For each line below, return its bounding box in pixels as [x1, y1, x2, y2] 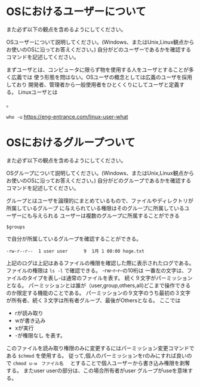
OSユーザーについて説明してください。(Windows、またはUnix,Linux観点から [6, 38, 195, 45]
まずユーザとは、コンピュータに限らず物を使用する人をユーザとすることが [6, 66, 189, 73]
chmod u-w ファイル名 [13, 360, 64, 367]
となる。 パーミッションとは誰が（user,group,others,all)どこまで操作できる [6, 281, 191, 289]
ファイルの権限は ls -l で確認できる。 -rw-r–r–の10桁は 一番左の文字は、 [6, 266, 187, 274]
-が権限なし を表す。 [14, 331, 66, 339]
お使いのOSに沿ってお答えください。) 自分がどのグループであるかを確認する [6, 177, 192, 184]
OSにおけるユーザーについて [6, 5, 146, 19]
